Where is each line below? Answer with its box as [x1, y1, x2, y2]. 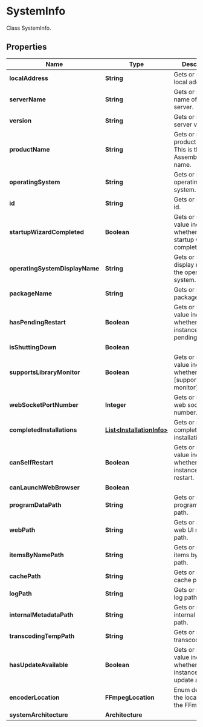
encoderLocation [9, 693, 60, 702]
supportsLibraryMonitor [9, 368, 80, 377]
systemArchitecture [9, 711, 68, 719]
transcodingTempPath [9, 632, 75, 640]
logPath [9, 589, 32, 598]
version [9, 116, 32, 125]
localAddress [9, 74, 48, 82]
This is [173, 145, 193, 153]
